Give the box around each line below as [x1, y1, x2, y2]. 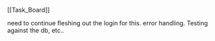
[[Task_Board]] [7, 6, 50, 14]
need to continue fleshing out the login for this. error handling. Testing [7, 19, 209, 27]
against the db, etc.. [7, 27, 65, 34]
